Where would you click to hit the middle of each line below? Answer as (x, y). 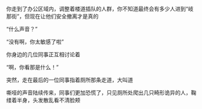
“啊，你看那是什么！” (33, 67)
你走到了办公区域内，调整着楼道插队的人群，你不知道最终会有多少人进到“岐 (100, 9)
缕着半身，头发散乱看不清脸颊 (43, 100)
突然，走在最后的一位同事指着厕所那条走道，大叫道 (70, 80)
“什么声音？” (22, 29)
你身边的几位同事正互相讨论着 (43, 54)
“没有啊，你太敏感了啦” (35, 42)
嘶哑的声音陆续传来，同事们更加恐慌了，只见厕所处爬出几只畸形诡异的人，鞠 (101, 93)
